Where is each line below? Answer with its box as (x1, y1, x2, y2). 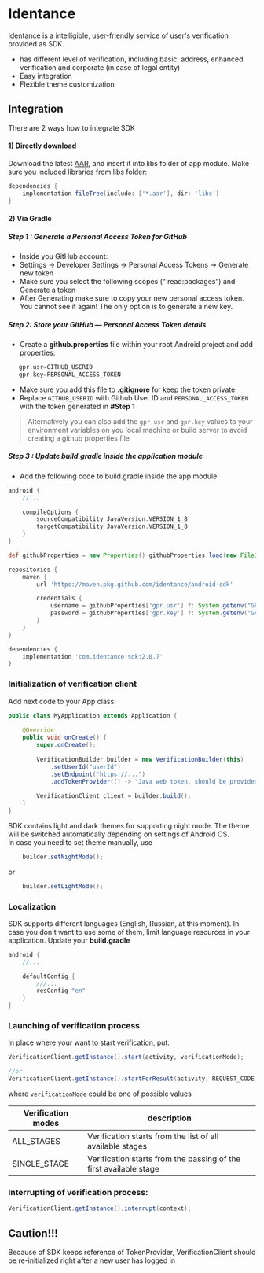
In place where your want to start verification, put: (8, 1038, 170, 1047)
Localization (8, 901, 57, 912)
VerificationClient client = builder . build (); (36, 792, 192, 800)
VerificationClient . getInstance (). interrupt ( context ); (8, 1205, 192, 1212)
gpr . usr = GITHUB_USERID (18, 363, 93, 371)
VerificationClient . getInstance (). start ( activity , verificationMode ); (8, 1053, 244, 1061)
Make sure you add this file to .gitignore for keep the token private (19, 385, 236, 394)
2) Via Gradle (8, 214, 53, 223)
